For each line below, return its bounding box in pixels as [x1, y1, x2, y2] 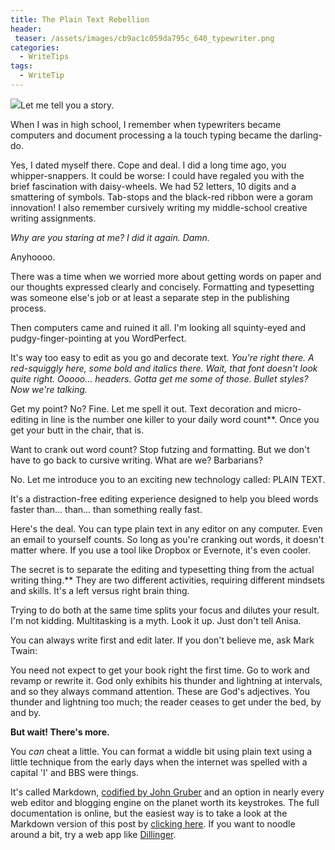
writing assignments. [10, 212, 97, 224]
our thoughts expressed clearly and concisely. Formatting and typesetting [10, 281, 315, 293]
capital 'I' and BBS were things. [10, 766, 139, 778]
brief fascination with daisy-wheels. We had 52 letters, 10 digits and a [10, 180, 297, 192]
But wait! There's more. [10, 726, 110, 738]
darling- [289, 129, 323, 141]
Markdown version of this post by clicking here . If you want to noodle [10, 817, 296, 830]
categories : [10, 42, 60, 53]
